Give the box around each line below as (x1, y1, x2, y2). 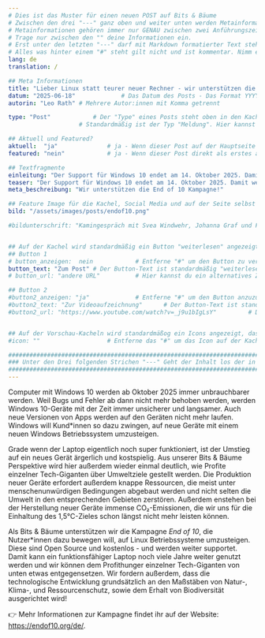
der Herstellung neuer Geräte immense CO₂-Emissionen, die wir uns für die (8, 503, 252, 513)
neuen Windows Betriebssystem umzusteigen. (8, 429, 159, 438)
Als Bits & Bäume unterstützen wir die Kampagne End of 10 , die (8, 527, 214, 536)
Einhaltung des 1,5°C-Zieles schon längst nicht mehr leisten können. (8, 512, 230, 520)
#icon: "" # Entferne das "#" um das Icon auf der (8, 337, 242, 345)
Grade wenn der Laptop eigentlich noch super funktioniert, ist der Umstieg (8, 445, 251, 453)
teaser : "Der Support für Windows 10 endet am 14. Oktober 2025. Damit (8, 178, 248, 186)
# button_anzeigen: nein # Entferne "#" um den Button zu (8, 257, 245, 265)
